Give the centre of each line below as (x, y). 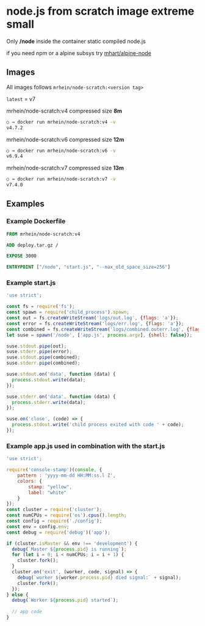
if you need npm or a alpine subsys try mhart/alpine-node (79, 53)
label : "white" (48, 493)
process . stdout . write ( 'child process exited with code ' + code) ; (98, 425)
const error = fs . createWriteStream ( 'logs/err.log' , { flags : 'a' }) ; (95, 323)
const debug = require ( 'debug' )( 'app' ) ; (59, 532)
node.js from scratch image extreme (100, 11)
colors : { (30, 481)
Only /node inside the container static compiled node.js (76, 41)
